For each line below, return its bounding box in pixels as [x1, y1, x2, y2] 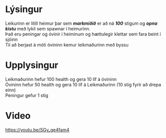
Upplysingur [5, 60, 59, 71]
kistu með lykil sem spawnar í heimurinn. [5, 25, 91, 31]
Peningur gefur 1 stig [5, 92, 49, 98]
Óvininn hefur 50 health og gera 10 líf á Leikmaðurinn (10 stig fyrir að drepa [5, 81, 161, 87]
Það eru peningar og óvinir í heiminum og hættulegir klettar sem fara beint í [5, 31, 161, 37]
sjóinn [5, 36, 18, 42]
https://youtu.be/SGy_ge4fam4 [5, 126, 70, 132]
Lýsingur [5, 4, 43, 15]
